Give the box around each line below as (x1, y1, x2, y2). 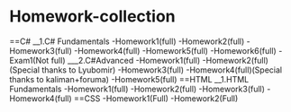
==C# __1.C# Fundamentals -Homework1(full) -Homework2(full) (9, 36, 245, 47)
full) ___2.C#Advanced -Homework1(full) (50, 55, 201, 65)
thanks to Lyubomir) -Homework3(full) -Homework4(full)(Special (41, 65, 282, 75)
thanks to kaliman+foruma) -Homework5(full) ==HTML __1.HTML (9, 73, 250, 84)
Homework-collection (9, 6, 176, 27)
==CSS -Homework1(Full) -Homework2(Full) (73, 92, 239, 104)
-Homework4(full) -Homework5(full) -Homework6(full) (73, 45, 277, 56)
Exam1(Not (9, 55, 50, 65)
